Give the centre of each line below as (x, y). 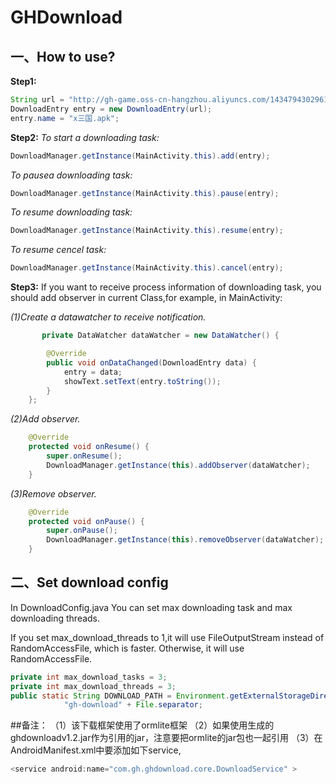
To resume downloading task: (71, 212)
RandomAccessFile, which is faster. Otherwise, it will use (127, 648)
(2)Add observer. (45, 419)
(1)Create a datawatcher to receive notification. (108, 317)
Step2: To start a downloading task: (85, 137)
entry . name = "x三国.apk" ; (65, 118)
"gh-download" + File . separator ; (133, 705)
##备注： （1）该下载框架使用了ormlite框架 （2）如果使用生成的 (142, 725)
